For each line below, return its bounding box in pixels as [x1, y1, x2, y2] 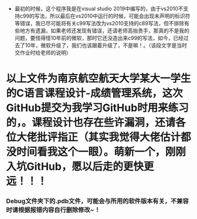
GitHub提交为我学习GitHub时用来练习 [6, 102, 189, 114]
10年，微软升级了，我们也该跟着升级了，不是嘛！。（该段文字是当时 [25, 42, 188, 49]
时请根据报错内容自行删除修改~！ [6, 206, 101, 214]
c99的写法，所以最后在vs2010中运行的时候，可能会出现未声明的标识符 [19, 12, 191, 19]
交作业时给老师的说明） [14, 49, 72, 56]
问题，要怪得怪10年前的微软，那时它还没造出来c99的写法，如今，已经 [14, 35, 184, 41]
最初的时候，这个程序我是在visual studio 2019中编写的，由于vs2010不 [14, 5, 184, 12]
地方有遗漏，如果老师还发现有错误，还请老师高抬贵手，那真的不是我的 [19, 27, 189, 34]
